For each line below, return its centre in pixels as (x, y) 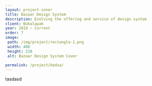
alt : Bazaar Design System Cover (42, 56)
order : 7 (14, 33)
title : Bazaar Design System (36, 14)
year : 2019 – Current (28, 28)
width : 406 (19, 47)
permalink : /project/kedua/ (35, 65)
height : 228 (20, 51)
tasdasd (14, 79)
